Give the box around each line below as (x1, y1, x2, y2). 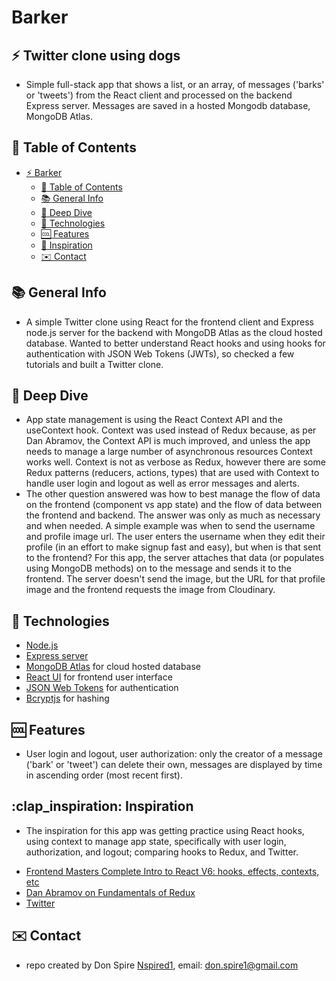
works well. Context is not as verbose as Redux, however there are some (25, 456, 326, 468)
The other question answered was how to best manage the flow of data (25, 488, 321, 500)
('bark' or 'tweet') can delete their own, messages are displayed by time (25, 759, 323, 771)
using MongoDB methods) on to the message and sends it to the (25, 562, 292, 575)
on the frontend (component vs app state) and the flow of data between (25, 499, 323, 511)
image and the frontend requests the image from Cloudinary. (25, 584, 276, 596)
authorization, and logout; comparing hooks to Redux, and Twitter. (25, 846, 299, 858)
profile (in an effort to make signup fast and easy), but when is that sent (25, 541, 322, 553)
